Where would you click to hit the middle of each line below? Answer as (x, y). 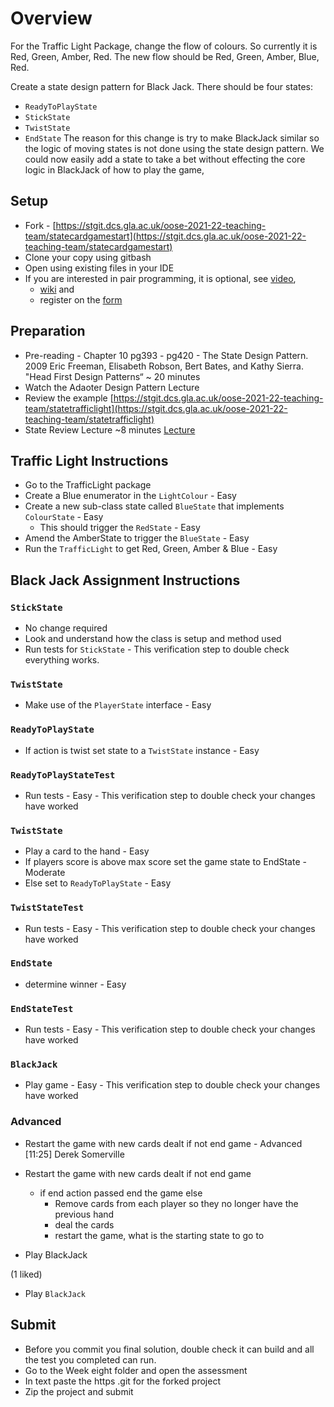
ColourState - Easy (64, 517)
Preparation (48, 331)
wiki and (57, 289)
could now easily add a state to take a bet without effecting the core (165, 159)
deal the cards (84, 1224)
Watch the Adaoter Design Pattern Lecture (112, 387)
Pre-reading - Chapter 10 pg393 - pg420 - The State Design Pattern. (166, 355)
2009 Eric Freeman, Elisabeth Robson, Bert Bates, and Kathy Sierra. (164, 366)
